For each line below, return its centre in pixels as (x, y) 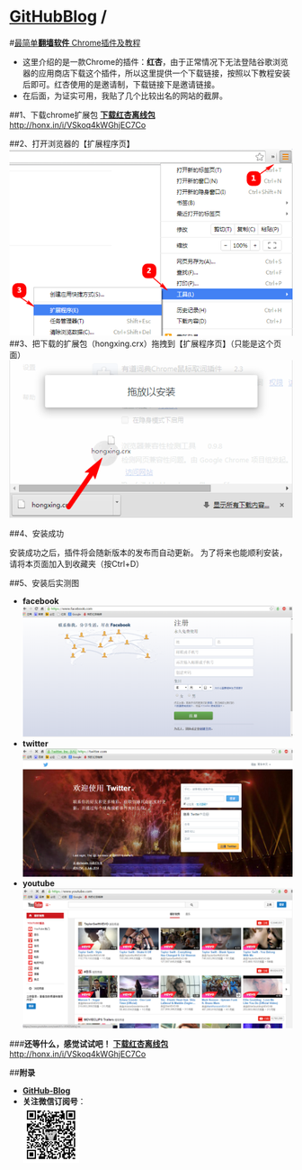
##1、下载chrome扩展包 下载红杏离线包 (82, 114)
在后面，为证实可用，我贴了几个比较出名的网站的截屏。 (124, 96)
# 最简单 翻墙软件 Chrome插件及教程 (75, 42)
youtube (39, 883)
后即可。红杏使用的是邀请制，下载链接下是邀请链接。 (121, 84)
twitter (35, 744)
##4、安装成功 (37, 534)
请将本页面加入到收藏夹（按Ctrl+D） (77, 564)
